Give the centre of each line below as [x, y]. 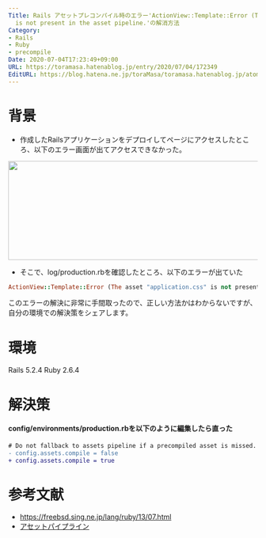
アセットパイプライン [54, 526]
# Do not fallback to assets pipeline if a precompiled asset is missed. [133, 445]
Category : [25, 30]
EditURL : [23, 74]
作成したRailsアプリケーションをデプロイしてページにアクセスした [127, 139]
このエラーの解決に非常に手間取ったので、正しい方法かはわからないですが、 [133, 303]
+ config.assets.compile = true [61, 460]
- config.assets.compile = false [63, 453]
